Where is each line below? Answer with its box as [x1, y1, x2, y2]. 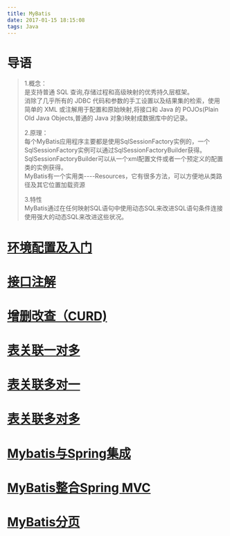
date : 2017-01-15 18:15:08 [7, 17, 85, 24]
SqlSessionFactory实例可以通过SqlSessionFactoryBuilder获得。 [24, 146, 206, 155]
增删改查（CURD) [7, 308, 107, 324]
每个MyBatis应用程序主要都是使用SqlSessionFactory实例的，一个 [24, 137, 210, 146]
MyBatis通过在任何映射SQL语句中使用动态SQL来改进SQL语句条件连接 [24, 204, 223, 212]
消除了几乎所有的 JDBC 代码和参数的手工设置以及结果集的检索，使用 [24, 96, 220, 105]
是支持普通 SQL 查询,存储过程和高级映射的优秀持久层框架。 [24, 88, 194, 96]
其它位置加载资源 [36, 181, 85, 189]
